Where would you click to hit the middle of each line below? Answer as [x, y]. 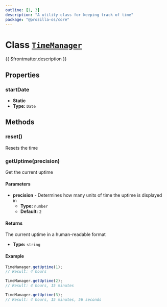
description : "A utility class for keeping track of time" [69, 15]
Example [15, 256]
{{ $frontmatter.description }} [36, 59]
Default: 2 [31, 211]
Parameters [18, 184]
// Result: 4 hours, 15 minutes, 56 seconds [53, 299]
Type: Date [24, 106]
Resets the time [22, 148]
